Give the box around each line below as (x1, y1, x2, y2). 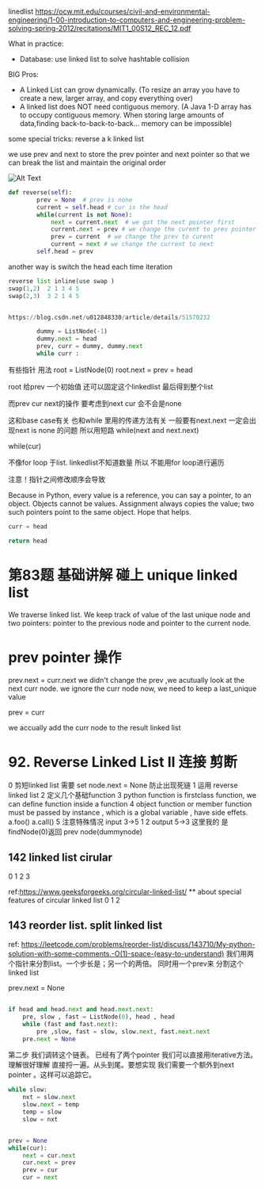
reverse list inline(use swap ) (8, 277, 115, 285)
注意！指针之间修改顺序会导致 (8, 474, 105, 484)
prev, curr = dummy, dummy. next (36, 343, 144, 351)
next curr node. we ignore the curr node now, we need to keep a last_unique (8, 684, 257, 693)
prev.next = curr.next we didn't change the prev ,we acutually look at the (8, 675, 245, 684)
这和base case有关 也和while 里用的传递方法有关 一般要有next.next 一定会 (8, 416, 250, 425)
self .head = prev (36, 247, 93, 255)
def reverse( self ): (8, 189, 73, 197)
